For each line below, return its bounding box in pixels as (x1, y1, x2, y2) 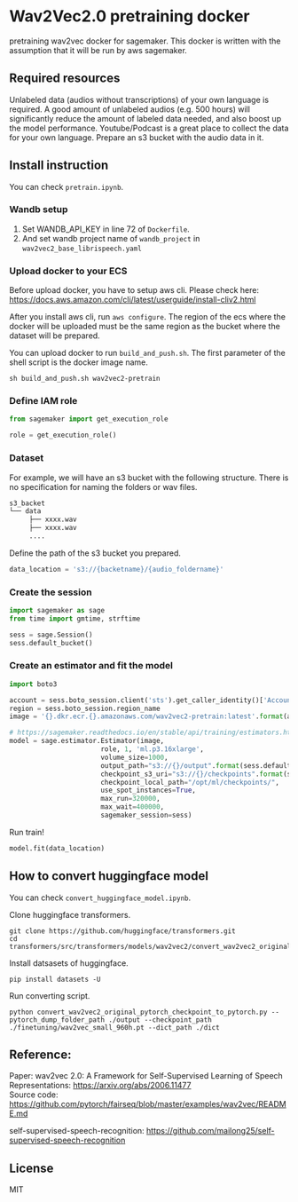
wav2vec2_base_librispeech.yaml (21, 244, 142, 253)
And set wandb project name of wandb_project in (21, 233, 200, 243)
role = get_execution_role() (9, 431, 117, 440)
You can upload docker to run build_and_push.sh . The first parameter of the (9, 348, 286, 359)
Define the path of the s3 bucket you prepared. (9, 548, 182, 558)
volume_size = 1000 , (100, 753, 169, 762)
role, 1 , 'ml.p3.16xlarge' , (100, 745, 204, 754)
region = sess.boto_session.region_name (9, 704, 161, 713)
